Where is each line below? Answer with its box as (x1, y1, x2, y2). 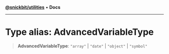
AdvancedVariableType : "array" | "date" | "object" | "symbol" (17, 42, 147, 49)
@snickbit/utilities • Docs (5, 4, 60, 10)
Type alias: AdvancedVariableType (5, 26, 154, 38)
